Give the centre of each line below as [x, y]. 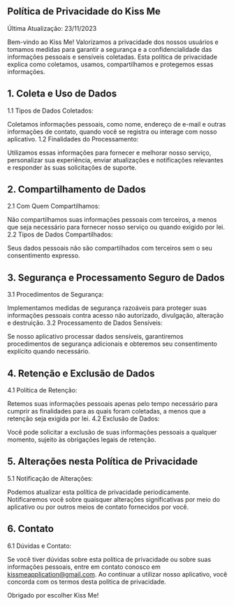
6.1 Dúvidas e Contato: [39, 546]
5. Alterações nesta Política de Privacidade [103, 461]
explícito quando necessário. [49, 351]
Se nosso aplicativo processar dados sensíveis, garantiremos [95, 337]
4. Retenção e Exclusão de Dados [81, 373]
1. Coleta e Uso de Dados [62, 94]
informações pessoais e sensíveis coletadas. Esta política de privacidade [112, 57]
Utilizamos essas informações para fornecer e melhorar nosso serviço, [109, 153]
